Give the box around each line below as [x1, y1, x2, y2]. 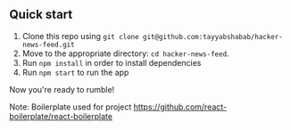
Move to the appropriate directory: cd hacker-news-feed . [21, 48, 229, 59]
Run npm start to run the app [21, 67, 129, 77]
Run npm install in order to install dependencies [21, 57, 202, 68]
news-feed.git [21, 40, 75, 49]
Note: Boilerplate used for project [9, 102, 132, 112]
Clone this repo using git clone [21, 30, 140, 41]
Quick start [9, 7, 73, 22]
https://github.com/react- [133, 102, 228, 112]
